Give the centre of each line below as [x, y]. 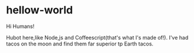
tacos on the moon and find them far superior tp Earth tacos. [80, 44]
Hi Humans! [20, 26]
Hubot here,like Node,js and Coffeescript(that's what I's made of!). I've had [97, 37]
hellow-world [40, 10]
